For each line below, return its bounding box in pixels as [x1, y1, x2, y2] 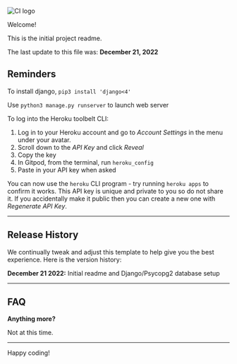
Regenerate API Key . [7, 201, 67, 210]
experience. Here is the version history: [7, 255, 122, 264]
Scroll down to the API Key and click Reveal [17, 143, 145, 151]
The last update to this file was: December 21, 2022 [7, 48, 159, 56]
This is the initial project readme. [7, 34, 102, 42]
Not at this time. [7, 329, 54, 337]
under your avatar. [17, 135, 72, 144]
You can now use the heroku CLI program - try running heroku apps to [7, 179, 209, 187]
